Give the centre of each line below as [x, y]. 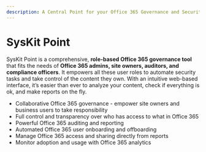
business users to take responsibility [61, 110]
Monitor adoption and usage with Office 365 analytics [83, 142]
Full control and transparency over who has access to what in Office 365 [107, 116]
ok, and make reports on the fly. [47, 92]
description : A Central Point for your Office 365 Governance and [93, 12]
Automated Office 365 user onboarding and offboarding [86, 129]
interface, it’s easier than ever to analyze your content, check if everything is [103, 85]
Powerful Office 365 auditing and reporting [70, 123]
